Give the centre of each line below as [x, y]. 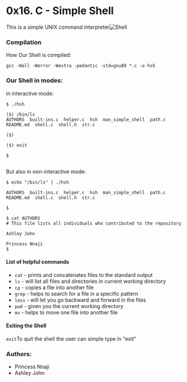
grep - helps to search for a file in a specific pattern [76, 293]
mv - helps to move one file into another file [66, 312]
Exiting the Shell [26, 326]
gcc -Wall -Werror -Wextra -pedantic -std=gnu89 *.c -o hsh [81, 66]
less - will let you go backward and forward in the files [80, 300]
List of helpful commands [38, 262]
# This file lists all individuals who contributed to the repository [94, 223]
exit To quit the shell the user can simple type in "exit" [71, 339]
